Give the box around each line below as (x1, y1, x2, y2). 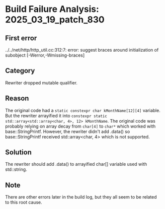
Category (5, 67, 35, 75)
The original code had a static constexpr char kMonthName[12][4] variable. (5, 107, 161, 113)
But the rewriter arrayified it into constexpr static (5, 113, 107, 119)
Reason (5, 94, 29, 103)
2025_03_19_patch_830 (5, 14, 105, 25)
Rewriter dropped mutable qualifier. (5, 79, 78, 85)
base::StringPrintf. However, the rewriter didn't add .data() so (5, 128, 130, 135)
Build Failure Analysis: (5, 3, 99, 15)
